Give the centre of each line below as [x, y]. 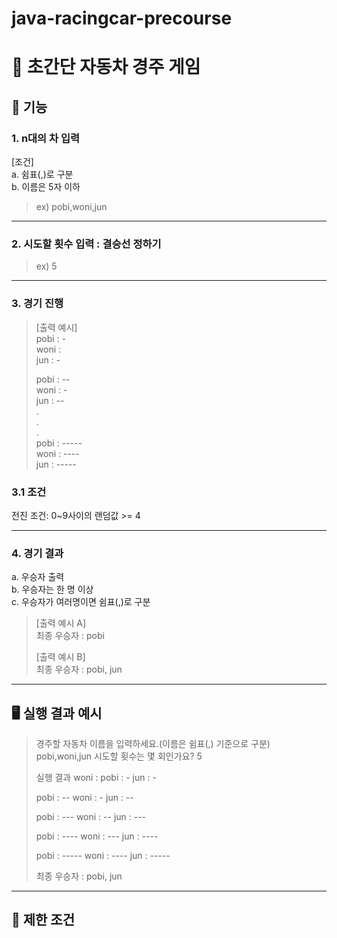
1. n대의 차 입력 [46, 138]
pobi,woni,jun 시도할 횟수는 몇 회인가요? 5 [119, 756]
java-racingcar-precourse [122, 18]
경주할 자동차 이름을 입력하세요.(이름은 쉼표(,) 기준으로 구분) [153, 744]
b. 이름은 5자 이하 [46, 187]
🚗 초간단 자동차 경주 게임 [106, 67]
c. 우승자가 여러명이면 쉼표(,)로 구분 [81, 602]
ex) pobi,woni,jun [71, 207]
